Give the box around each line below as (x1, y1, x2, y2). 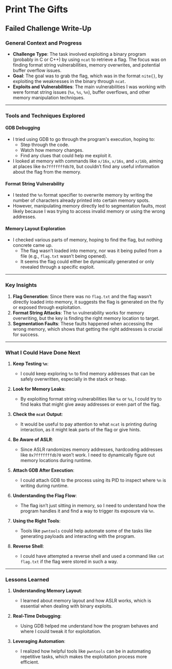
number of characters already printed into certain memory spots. (12, 197, 150, 203)
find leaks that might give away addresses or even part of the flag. (20, 401, 161, 407)
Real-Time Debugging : (12, 613, 62, 619)
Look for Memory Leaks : (12, 386, 66, 392)
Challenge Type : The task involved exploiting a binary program (12, 51, 146, 57)
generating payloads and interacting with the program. (20, 533, 136, 539)
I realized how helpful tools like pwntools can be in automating (20, 648, 151, 654)
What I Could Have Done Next (5, 349, 80, 356)
